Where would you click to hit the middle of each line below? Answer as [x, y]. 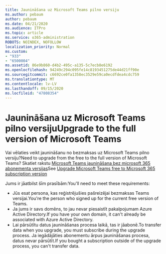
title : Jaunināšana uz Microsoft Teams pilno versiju [62, 10]
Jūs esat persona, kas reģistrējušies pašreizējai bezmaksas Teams [81, 193]
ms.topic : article [24, 33]
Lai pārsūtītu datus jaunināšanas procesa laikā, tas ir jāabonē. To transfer [87, 225]
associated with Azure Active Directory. [53, 220]
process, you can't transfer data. [46, 246]
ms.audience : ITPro [25, 28]
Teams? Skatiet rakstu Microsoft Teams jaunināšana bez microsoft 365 [78, 163]
